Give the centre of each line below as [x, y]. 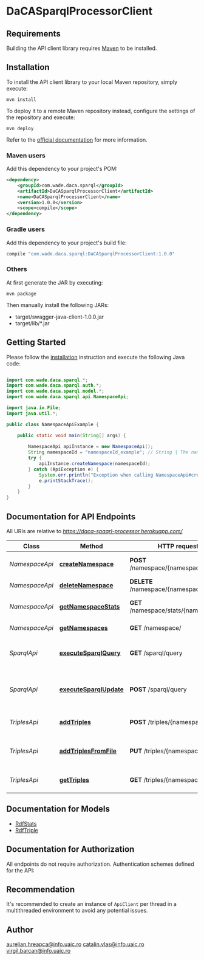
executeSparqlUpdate [91, 689]
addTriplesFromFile [88, 751]
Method [91, 546]
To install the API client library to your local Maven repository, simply [92, 82]
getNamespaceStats [90, 606]
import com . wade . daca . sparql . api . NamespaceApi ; [68, 397]
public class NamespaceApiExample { [53, 424]
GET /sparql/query [156, 653]
